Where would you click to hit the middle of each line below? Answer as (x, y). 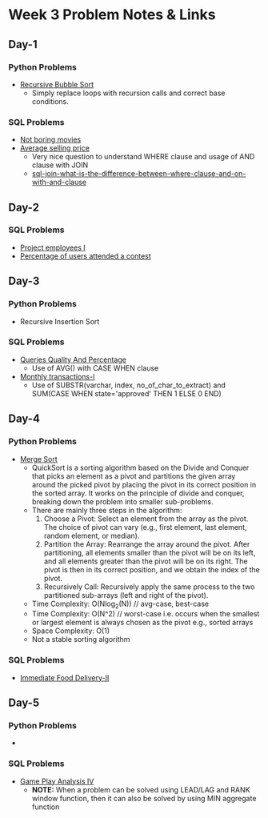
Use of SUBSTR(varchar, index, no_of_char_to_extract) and (129, 385)
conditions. (50, 101)
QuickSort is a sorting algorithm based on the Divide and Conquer (140, 467)
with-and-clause (59, 182)
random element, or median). (92, 535)
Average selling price (55, 148)
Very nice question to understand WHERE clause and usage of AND (143, 157)
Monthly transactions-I (57, 376)
